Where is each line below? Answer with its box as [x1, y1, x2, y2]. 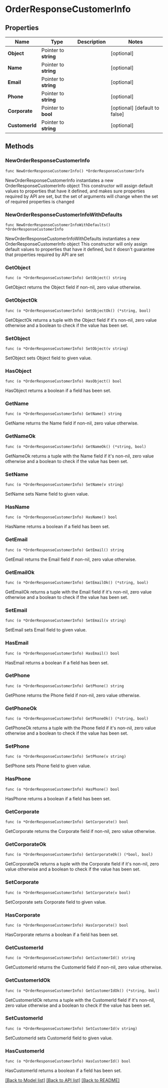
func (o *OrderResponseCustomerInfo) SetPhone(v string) [5, 754, 126, 759]
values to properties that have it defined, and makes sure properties [5, 188, 145, 194]
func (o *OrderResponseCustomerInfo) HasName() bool [5, 515, 117, 520]
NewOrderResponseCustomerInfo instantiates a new [5, 177, 113, 183]
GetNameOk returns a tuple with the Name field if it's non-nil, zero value [5, 453, 154, 459]
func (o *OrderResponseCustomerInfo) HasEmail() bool [5, 650, 120, 656]
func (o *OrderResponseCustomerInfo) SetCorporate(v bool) [5, 890, 131, 895]
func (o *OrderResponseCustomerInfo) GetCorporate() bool [5, 819, 128, 825]
